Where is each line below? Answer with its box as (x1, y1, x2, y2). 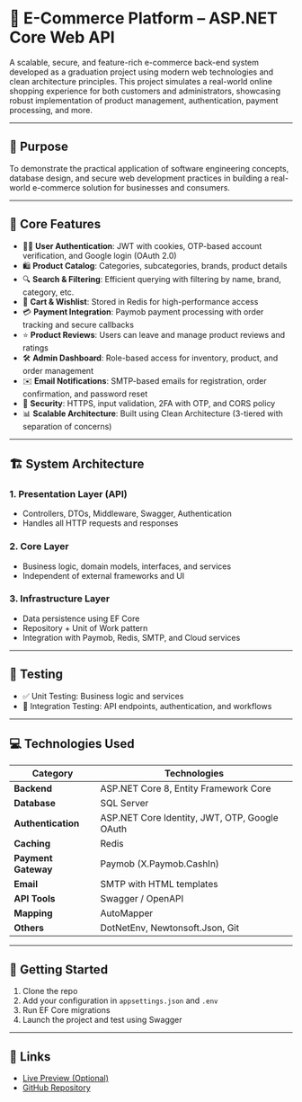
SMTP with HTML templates (100, 878, 218, 891)
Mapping (13, 907, 53, 920)
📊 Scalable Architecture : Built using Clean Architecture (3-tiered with (22, 408, 283, 419)
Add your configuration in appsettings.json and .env (22, 995, 218, 1006)
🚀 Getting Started (9, 962, 109, 977)
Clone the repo (22, 986, 78, 997)
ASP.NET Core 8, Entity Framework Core (100, 782, 271, 795)
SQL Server (100, 797, 149, 810)
